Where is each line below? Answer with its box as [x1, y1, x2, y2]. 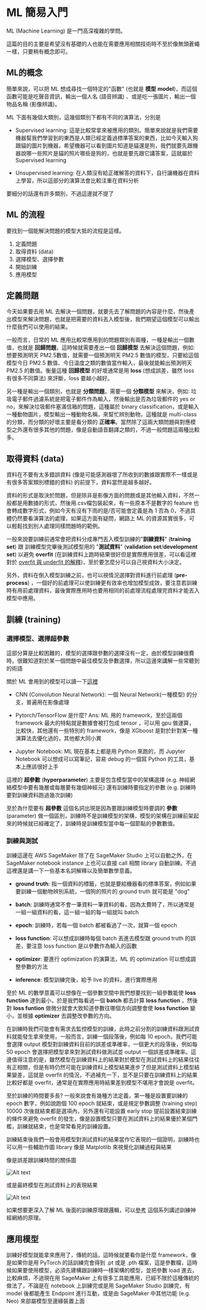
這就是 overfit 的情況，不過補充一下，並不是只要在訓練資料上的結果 [27, 1071, 198, 1078]
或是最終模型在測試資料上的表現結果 [6, 1182, 98, 1189]
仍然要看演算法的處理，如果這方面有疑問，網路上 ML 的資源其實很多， [11, 515, 189, 522]
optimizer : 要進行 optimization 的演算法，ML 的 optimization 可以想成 [15, 956, 191, 963]
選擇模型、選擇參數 [15, 255, 64, 263]
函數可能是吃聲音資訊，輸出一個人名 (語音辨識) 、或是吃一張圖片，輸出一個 [6, 93, 196, 100]
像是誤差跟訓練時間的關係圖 [6, 1156, 77, 1164]
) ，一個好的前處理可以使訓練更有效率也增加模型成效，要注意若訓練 [27, 579, 198, 587]
